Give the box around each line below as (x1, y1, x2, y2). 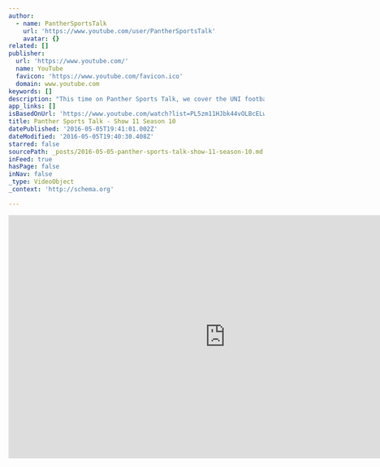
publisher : (8, 49, 45, 58)
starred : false (8, 139, 60, 148)
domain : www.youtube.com (15, 79, 100, 88)
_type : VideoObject (8, 178, 75, 186)
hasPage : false (8, 163, 60, 171)
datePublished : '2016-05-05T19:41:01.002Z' (8, 125, 158, 133)
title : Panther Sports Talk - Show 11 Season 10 (8, 118, 176, 126)
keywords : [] (8, 87, 53, 96)
